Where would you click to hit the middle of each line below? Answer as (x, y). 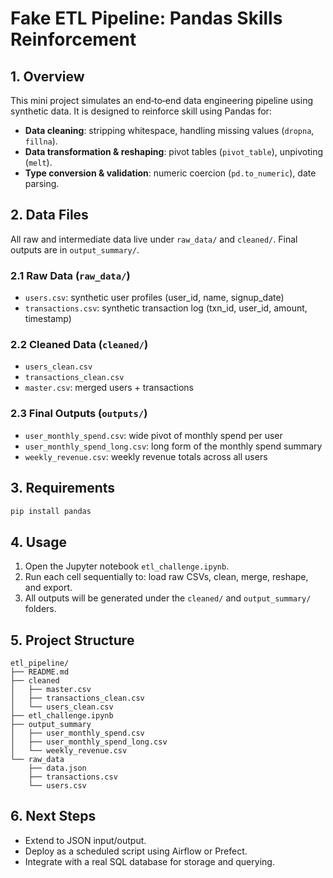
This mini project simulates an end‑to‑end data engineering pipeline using (162, 100)
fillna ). (41, 141)
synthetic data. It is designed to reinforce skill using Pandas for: (141, 111)
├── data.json (57, 768)
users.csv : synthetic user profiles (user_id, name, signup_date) (154, 298)
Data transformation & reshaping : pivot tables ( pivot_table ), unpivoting (174, 151)
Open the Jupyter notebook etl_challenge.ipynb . (127, 566)
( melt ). (38, 162)
